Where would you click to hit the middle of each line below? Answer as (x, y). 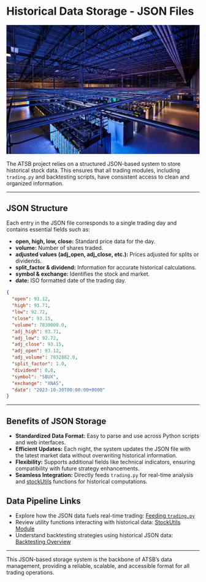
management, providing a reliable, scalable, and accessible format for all (98, 565)
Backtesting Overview (43, 541)
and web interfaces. (40, 443)
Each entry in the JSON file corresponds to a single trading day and (92, 223)
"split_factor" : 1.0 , (40, 364)
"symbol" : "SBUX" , (36, 377)
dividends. (29, 261)
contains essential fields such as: (48, 230)
